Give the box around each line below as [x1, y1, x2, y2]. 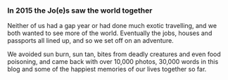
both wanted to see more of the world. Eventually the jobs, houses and [7, 29, 213, 37]
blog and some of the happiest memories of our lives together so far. [7, 65, 207, 74]
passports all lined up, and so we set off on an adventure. [7, 36, 174, 45]
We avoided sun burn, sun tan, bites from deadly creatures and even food [7, 50, 222, 58]
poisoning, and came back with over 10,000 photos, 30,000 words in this [7, 58, 219, 66]
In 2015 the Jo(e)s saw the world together [7, 6, 153, 15]
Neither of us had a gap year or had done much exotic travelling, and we [7, 22, 217, 30]
